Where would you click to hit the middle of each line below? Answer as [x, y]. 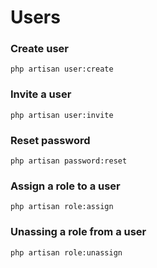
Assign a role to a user [65, 186]
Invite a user [41, 94]
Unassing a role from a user [78, 232]
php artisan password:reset [69, 161]
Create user [39, 49]
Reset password [50, 140]
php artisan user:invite [62, 115]
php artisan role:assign [62, 207]
